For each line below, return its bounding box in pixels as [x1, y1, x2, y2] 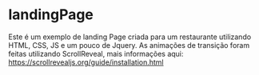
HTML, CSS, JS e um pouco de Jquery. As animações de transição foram [8, 40, 250, 49]
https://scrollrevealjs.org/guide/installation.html [8, 57, 164, 67]
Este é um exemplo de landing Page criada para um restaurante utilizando [8, 32, 252, 41]
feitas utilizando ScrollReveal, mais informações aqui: [8, 49, 184, 58]
